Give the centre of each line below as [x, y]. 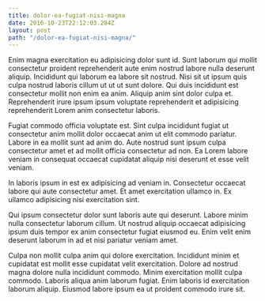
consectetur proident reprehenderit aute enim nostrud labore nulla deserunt [132, 69]
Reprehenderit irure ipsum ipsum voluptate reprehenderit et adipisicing [123, 102]
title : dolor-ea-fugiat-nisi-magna [67, 15]
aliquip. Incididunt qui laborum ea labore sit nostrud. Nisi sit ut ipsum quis [128, 77]
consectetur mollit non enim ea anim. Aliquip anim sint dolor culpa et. [121, 94]
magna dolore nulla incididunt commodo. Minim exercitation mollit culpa [125, 273]
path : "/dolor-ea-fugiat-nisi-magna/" [72, 38]
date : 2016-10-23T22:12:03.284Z [61, 23]
